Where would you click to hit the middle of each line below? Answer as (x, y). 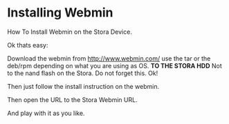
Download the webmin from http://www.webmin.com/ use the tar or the (109, 58)
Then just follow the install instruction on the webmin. (83, 86)
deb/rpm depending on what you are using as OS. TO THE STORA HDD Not (115, 65)
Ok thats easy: (28, 45)
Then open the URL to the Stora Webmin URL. (72, 100)
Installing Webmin (60, 13)
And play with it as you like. (46, 113)
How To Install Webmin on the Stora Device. (70, 32)
